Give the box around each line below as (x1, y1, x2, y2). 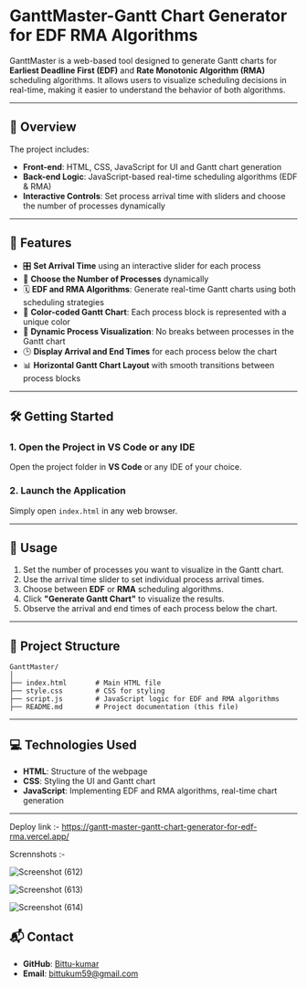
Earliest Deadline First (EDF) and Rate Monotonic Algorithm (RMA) (9, 65, 266, 76)
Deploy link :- (9, 821, 60, 832)
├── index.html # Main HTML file (9, 678, 162, 688)
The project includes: (9, 143, 90, 154)
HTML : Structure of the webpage (22, 765, 148, 777)
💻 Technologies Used (9, 737, 137, 752)
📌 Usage (9, 540, 58, 556)
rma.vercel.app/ (9, 831, 70, 842)
